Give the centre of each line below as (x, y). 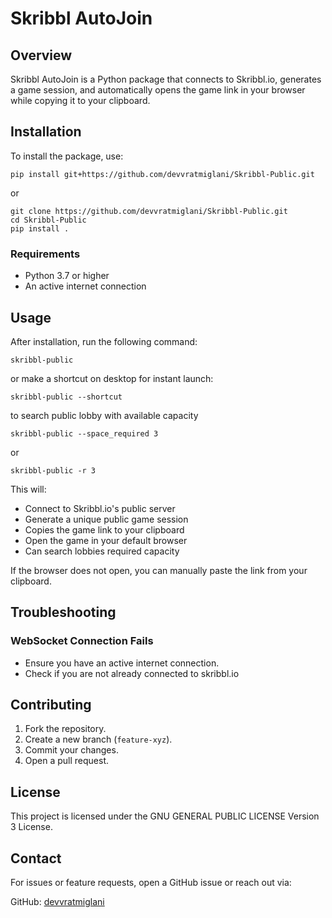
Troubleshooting (63, 612)
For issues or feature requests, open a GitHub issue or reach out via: (151, 883)
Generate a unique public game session (106, 519)
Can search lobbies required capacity (102, 551)
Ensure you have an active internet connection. (122, 663)
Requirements (45, 254)
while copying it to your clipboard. (80, 100)
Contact (36, 858)
